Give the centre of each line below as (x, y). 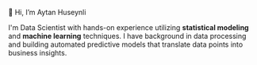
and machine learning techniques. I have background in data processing (127, 36)
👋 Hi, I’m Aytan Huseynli (47, 12)
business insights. (38, 53)
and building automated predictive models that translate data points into (126, 44)
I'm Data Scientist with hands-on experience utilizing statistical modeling (128, 27)
